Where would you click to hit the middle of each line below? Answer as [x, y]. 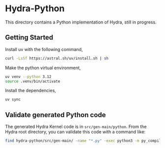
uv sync [13, 99]
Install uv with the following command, [44, 49]
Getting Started [29, 37]
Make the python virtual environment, [43, 68]
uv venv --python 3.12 [28, 76]
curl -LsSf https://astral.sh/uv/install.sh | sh [57, 58]
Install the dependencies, [31, 91]
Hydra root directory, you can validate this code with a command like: [75, 132]
